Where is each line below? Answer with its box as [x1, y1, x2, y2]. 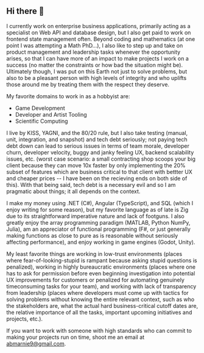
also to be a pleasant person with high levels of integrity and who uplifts [6, 74, 187, 81]
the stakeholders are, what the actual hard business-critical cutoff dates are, [6, 302, 199, 309]
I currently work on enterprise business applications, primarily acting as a [6, 22, 191, 29]
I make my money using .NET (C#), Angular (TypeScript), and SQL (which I [6, 199, 194, 206]
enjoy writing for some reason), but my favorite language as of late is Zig [6, 206, 189, 213]
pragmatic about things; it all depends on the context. [6, 187, 141, 195]
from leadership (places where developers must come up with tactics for [6, 289, 189, 296]
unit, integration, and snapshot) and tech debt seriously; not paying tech [6, 136, 188, 143]
